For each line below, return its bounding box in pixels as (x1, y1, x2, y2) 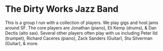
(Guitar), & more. (5, 40, 39, 46)
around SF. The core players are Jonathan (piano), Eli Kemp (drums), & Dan (5, 25, 157, 30)
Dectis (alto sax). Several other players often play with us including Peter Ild (5, 30, 158, 36)
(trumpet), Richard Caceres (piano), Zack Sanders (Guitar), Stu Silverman (5, 35, 153, 41)
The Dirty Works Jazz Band (5, 3, 118, 15)
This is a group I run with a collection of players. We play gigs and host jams (5, 20, 159, 25)
